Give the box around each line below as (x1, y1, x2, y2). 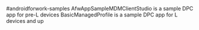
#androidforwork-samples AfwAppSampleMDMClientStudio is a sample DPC (6, 5, 194, 12)
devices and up (6, 18, 44, 24)
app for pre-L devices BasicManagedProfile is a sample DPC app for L (6, 11, 178, 18)
